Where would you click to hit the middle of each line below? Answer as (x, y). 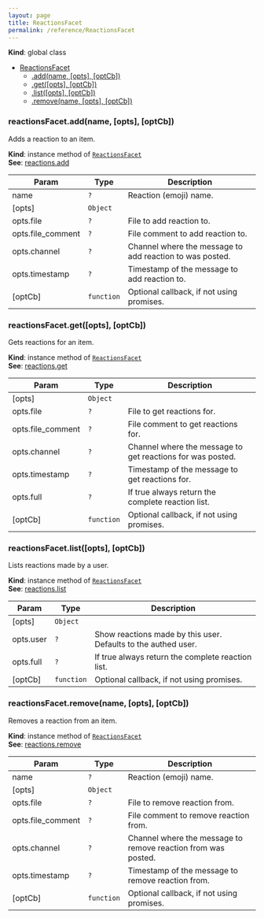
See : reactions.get (38, 365)
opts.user (29, 639)
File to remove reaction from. (181, 802)
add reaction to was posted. (179, 256)
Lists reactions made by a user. (59, 565)
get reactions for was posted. (182, 456)
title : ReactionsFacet (45, 23)
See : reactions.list (37, 589)
